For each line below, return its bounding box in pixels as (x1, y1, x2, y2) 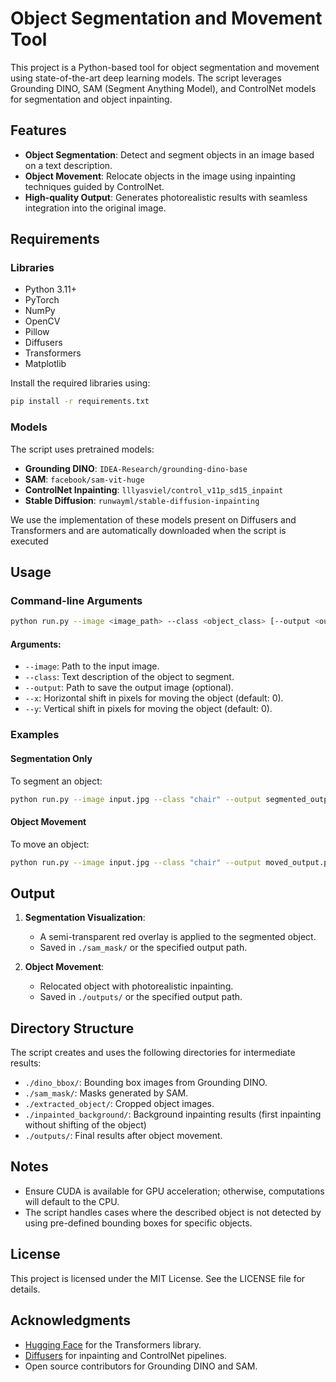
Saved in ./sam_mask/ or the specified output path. (39, 942, 248, 954)
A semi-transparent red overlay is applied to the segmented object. (39, 931, 317, 943)
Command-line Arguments (10, 593, 143, 607)
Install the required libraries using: (10, 377, 151, 389)
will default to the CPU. (24, 1195, 120, 1207)
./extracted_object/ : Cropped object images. (24, 1098, 215, 1110)
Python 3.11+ (24, 283, 78, 296)
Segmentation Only (10, 752, 93, 764)
